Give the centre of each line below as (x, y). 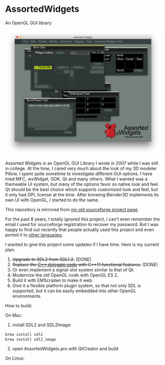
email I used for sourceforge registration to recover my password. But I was (82, 224)
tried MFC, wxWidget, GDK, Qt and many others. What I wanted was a (76, 179)
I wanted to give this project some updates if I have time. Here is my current (82, 244)
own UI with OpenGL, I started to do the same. (52, 200)
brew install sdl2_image (31, 339)
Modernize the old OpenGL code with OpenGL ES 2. (65, 275)
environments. (27, 296)
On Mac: (14, 315)
